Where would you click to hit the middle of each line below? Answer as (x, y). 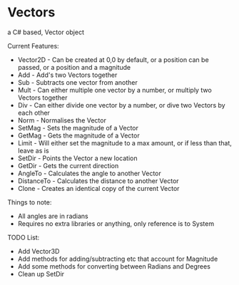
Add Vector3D (39, 251)
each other (34, 113)
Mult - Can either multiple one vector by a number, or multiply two (115, 90)
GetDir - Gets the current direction (68, 165)
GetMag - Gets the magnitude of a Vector (79, 135)
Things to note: (30, 202)
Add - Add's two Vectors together (67, 75)
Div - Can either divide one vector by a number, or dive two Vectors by (122, 105)
